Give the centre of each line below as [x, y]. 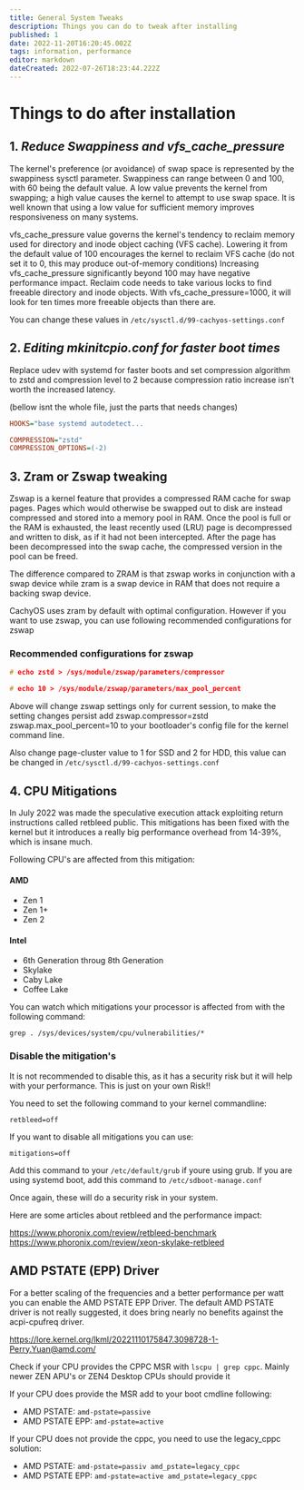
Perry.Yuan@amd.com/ [53, 1348]
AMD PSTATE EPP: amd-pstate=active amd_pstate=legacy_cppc [140, 1475]
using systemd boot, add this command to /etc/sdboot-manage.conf [136, 1179]
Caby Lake [43, 980]
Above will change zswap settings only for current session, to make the [143, 706]
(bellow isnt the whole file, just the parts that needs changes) [124, 407]
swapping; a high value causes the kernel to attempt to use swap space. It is [152, 197]
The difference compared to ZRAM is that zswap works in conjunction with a [152, 574]
